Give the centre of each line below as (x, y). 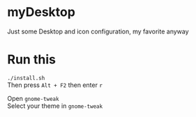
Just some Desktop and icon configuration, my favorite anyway (98, 31)
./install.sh (26, 78)
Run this (31, 60)
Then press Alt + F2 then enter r (55, 85)
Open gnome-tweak (33, 98)
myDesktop (41, 12)
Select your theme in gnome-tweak (55, 106)
